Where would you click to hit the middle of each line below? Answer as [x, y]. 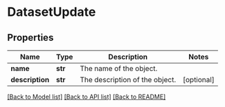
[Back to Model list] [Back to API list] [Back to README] [87, 97]
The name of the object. [118, 68]
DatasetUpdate [52, 12]
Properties [30, 38]
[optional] [198, 80]
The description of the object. [128, 80]
